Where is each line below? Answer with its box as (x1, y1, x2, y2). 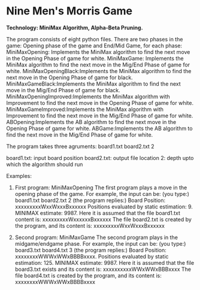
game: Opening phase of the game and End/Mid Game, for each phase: (6, 42, 183, 49)
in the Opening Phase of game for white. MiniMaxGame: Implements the (6, 55, 184, 62)
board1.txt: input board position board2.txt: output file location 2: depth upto (6, 154, 194, 161)
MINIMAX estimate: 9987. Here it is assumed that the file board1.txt (14, 209, 181, 216)
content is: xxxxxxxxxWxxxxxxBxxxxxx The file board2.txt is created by (14, 216, 192, 223)
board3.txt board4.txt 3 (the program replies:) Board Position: (14, 246, 166, 253)
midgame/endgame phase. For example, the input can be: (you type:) (14, 240, 186, 247)
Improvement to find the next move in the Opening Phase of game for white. (6, 99, 193, 106)
